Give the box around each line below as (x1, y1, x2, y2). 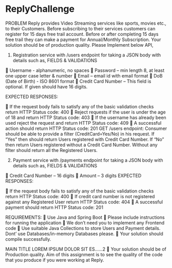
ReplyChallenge (5, 3, 75, 15)
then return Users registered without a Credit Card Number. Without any (5, 142, 158, 148)
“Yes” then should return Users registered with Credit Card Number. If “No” (5, 136, 164, 142)
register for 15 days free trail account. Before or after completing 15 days (5, 31, 159, 37)
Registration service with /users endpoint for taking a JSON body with (12, 52, 161, 58)
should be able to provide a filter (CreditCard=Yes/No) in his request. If (5, 130, 155, 137)
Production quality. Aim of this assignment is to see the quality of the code (5, 251, 163, 257)
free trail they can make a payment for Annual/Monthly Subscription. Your (5, 36, 161, 43)
